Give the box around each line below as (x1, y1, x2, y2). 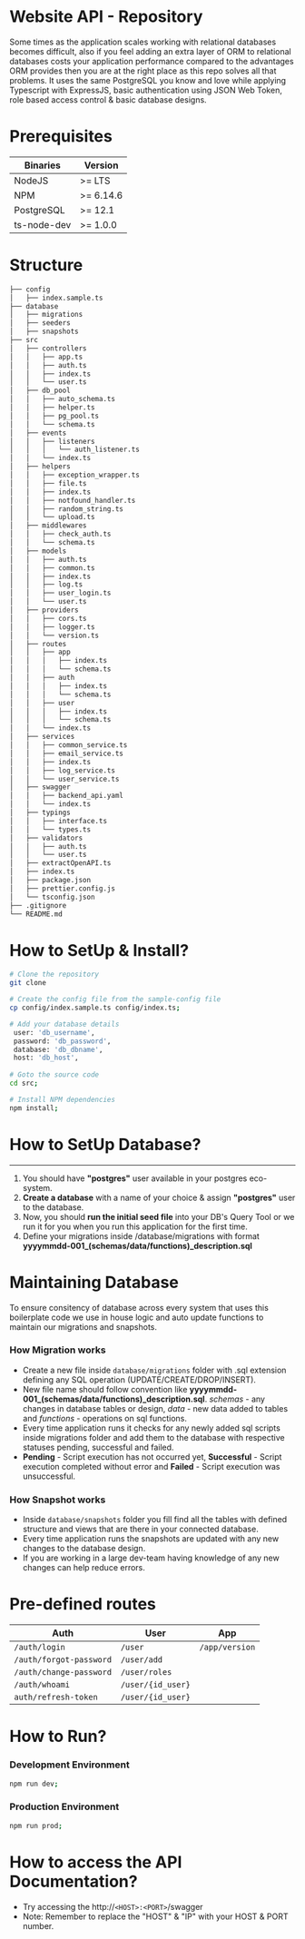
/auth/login (14, 1642, 66, 1653)
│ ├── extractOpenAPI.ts (9, 859, 112, 868)
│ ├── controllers (9, 343, 88, 353)
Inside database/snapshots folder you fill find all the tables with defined (22, 1514, 288, 1525)
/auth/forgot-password (14, 1655, 112, 1665)
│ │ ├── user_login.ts (9, 588, 112, 598)
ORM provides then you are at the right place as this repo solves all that (9, 65, 277, 76)
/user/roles (120, 1668, 172, 1678)
